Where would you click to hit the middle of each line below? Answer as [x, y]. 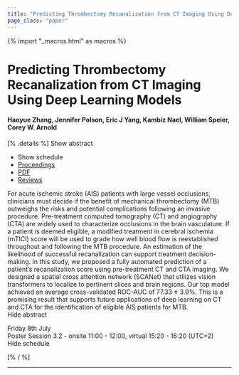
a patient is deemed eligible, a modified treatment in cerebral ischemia [110, 231]
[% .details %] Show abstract [50, 143]
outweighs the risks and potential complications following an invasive [109, 208]
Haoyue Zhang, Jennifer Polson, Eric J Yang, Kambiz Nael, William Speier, [118, 120]
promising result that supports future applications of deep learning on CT [115, 299]
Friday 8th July [29, 328]
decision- [202, 254]
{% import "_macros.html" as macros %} [67, 41]
